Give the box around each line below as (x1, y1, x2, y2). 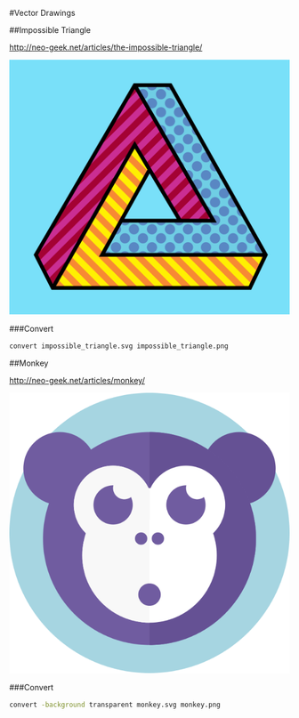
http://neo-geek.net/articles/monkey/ (9, 375, 145, 386)
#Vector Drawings (9, 8, 76, 18)
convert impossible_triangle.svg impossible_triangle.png (9, 342, 229, 351)
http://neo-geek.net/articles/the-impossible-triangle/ (9, 42, 203, 52)
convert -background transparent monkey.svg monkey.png (9, 700, 221, 710)
